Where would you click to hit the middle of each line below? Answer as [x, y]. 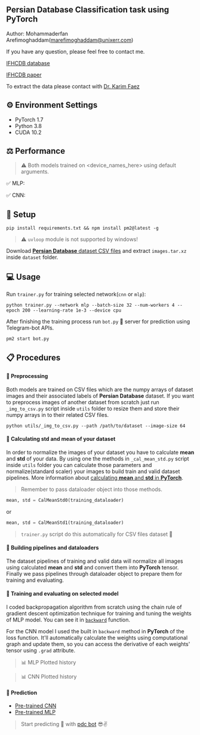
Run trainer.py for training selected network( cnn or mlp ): [76, 294]
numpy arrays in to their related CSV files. [58, 414]
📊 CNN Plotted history [49, 677]
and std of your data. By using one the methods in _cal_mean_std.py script [98, 458]
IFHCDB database [28, 63]
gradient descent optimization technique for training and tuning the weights [99, 614]
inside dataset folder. [32, 257]
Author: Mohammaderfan [37, 33]
